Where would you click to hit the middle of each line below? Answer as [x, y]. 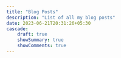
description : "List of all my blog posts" [61, 18]
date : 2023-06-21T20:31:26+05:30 [49, 23]
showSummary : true [40, 40]
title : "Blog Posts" [33, 12]
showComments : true [42, 46]
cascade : [17, 29]
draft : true [32, 34]
